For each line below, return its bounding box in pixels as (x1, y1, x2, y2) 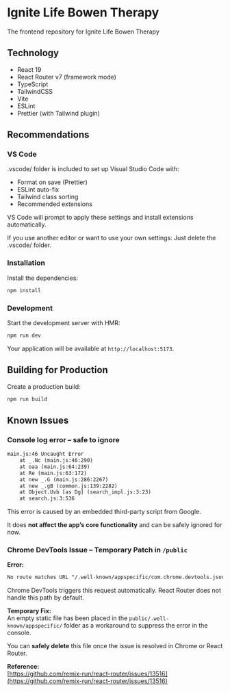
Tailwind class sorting (16, 193, 79, 201)
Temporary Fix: (7, 607, 51, 615)
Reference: (7, 663, 40, 671)
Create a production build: (7, 382, 81, 391)
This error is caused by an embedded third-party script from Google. (7, 508, 202, 516)
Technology (7, 47, 60, 59)
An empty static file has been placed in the (7, 614, 128, 622)
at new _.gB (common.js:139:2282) (19, 483, 118, 489)
